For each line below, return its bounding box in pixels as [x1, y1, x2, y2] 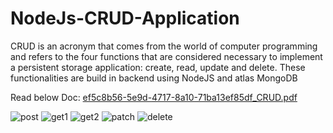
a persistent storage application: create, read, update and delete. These [10, 61, 306, 73]
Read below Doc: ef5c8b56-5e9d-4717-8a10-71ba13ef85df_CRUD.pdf [10, 91, 298, 103]
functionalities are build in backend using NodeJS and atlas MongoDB [10, 72, 298, 84]
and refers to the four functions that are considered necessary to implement [10, 50, 323, 62]
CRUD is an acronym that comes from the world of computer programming [10, 40, 318, 52]
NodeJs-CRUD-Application [10, 7, 240, 30]
